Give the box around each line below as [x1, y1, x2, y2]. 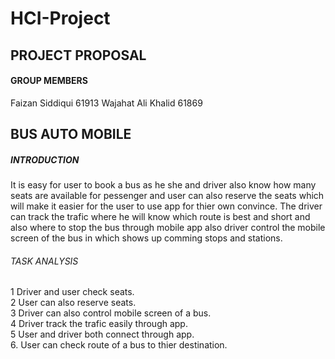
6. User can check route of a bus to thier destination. [10, 339, 228, 351]
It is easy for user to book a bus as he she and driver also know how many [10, 179, 317, 191]
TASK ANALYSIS [10, 255, 79, 267]
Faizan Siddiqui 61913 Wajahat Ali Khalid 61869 [10, 97, 203, 109]
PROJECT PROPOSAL [10, 47, 147, 64]
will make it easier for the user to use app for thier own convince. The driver [10, 200, 323, 212]
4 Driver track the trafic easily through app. [10, 318, 188, 330]
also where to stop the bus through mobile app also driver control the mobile [10, 222, 326, 234]
